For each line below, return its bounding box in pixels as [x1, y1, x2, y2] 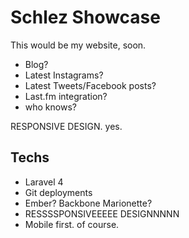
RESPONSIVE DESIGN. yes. [10, 120, 123, 132]
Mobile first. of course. [24, 218, 120, 230]
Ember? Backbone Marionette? [24, 197, 153, 209]
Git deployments [24, 186, 93, 198]
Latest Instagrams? [24, 69, 104, 81]
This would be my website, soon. [10, 39, 147, 51]
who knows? [24, 101, 77, 113]
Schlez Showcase [10, 6, 161, 29]
